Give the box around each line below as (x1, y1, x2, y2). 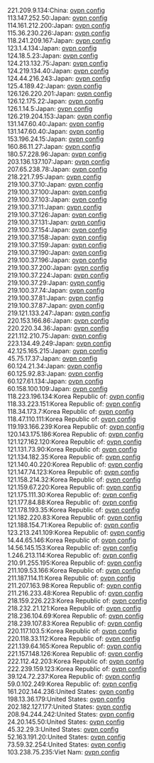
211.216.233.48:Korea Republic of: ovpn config (7, 589, 143, 597)
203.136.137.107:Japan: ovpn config (7, 157, 110, 166)
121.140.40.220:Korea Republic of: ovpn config (7, 460, 143, 469)
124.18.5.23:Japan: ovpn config (7, 51, 98, 60)
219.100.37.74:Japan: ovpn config (7, 286, 105, 294)
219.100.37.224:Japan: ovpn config (7, 271, 109, 279)
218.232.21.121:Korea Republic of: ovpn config (7, 604, 142, 612)
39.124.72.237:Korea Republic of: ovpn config (7, 673, 141, 680)
